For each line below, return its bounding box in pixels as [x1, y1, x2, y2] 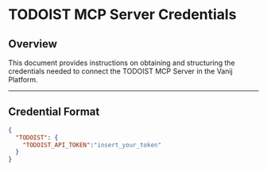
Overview [8, 37, 58, 51]
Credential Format [8, 105, 100, 119]
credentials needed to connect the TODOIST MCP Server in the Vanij [8, 66, 233, 76]
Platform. [8, 75, 38, 84]
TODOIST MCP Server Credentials [8, 6, 237, 24]
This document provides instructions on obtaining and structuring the [8, 58, 236, 67]
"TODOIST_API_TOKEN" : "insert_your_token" [22, 141, 161, 149]
